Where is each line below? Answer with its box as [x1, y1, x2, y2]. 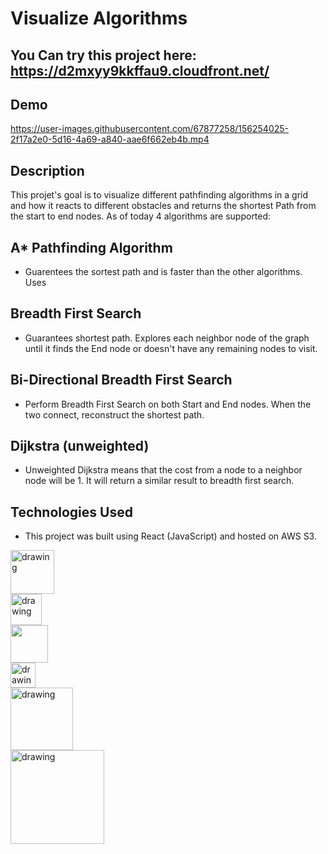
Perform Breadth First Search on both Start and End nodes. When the [24, 398, 312, 410]
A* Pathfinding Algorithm [10, 239, 173, 256]
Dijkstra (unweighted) [10, 438, 150, 455]
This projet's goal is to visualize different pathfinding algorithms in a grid [10, 189, 309, 201]
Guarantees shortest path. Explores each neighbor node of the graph [24, 332, 310, 344]
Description [10, 162, 85, 179]
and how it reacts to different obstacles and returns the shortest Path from [10, 200, 317, 212]
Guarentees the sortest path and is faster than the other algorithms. [24, 266, 303, 278]
